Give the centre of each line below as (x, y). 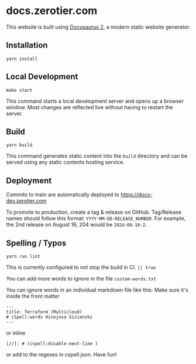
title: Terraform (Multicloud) (44, 312)
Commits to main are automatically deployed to (63, 195)
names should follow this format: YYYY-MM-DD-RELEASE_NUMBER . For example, (96, 219)
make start (19, 90)
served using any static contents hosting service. (65, 162)
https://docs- (137, 195)
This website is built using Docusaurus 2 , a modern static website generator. (98, 27)
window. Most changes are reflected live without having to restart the (90, 107)
